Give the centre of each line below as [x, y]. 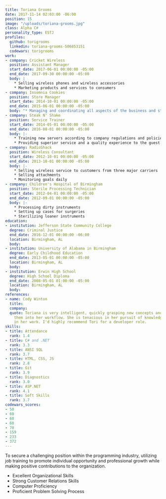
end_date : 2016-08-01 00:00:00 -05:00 [50, 129]
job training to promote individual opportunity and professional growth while [82, 460]
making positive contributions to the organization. [56, 466]
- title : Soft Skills [27, 396]
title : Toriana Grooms [28, 10]
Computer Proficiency [35, 486]
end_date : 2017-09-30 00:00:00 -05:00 [50, 74]
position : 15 [19, 19]
